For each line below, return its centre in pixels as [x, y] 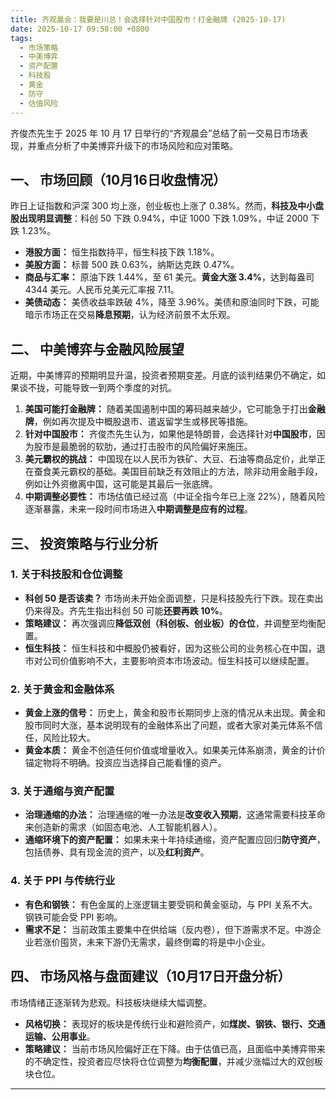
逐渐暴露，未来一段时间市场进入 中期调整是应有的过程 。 [138, 509]
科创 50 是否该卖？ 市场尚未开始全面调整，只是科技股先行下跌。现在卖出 [174, 598]
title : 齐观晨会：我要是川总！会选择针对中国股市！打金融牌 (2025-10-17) [148, 19]
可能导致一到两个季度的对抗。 [115, 388]
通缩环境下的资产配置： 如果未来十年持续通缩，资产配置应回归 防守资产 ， [175, 840]
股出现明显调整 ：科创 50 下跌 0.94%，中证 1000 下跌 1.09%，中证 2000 [159, 218]
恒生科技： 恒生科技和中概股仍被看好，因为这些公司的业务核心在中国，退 [175, 648]
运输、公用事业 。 [60, 1036]
